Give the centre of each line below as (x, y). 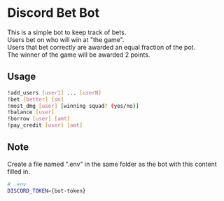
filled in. (19, 171)
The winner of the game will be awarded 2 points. (79, 55)
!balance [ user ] (31, 112)
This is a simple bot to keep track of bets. (67, 32)
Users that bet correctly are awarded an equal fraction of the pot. (101, 47)
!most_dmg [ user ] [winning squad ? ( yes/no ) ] (73, 106)
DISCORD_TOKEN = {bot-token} (47, 190)
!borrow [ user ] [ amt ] (39, 119)
